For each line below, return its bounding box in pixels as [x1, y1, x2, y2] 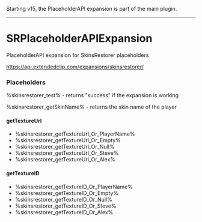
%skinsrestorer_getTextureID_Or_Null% [14, 196, 112, 203]
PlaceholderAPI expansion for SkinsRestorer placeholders [6, 51, 149, 59]
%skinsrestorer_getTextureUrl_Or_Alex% [14, 156, 116, 163]
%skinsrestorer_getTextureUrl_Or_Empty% [14, 137, 121, 144]
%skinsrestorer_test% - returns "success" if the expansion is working [6, 92, 179, 99]
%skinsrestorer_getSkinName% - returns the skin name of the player [6, 103, 177, 110]
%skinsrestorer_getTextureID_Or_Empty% [14, 189, 119, 197]
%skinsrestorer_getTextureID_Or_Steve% [14, 202, 117, 209]
